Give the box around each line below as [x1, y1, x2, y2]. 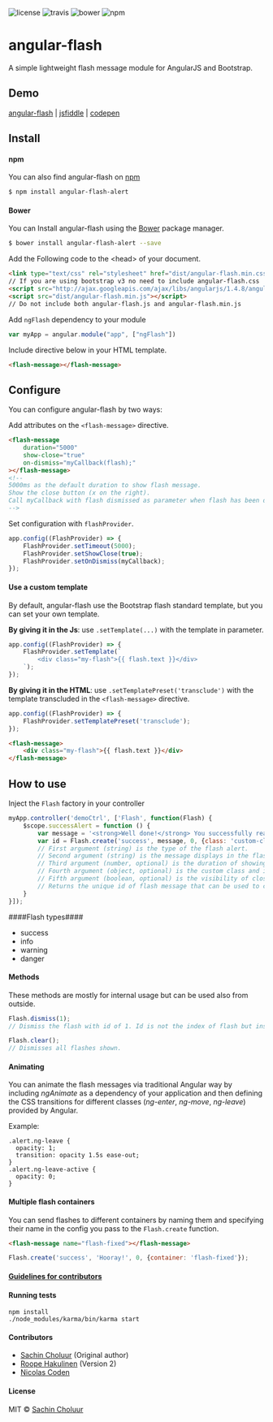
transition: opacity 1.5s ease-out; [15, 1152, 140, 1160]
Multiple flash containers [8, 1197, 95, 1206]
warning [19, 944, 49, 954]
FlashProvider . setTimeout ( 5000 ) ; [23, 542, 136, 550]
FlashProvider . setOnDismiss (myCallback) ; [23, 557, 165, 565]
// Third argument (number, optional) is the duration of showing [37, 859, 267, 868]
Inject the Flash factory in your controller [8, 798, 145, 808]
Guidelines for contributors [8, 1271, 102, 1281]
